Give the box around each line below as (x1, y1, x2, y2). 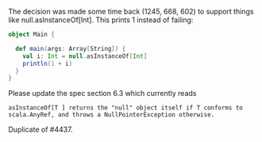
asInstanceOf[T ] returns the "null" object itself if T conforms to (8, 104, 244, 112)
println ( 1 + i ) (22, 59, 73, 67)
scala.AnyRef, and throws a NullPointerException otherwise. (8, 111, 215, 119)
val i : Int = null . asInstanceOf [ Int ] (22, 52, 148, 60)
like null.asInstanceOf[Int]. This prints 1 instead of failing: (8, 15, 194, 25)
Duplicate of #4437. (8, 125, 73, 134)
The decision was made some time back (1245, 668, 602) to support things (8, 7, 254, 16)
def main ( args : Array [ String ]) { (15, 44, 126, 52)
